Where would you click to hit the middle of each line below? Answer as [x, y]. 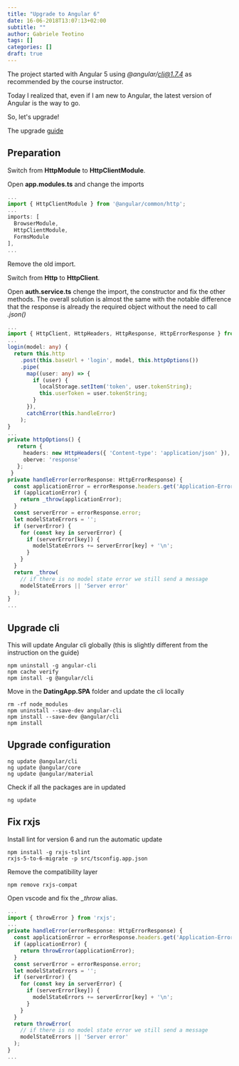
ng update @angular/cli [43, 761]
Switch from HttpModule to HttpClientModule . [76, 170]
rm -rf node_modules [38, 704]
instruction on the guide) [43, 652]
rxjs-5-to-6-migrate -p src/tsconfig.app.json [78, 859]
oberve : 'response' [52, 460]
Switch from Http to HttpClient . [54, 277]
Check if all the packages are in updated [67, 787]
